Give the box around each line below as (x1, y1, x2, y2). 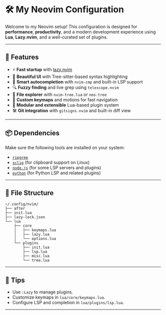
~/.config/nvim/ (5, 202, 39, 207)
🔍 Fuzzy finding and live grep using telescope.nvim (12, 84, 119, 90)
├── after (5, 206, 26, 211)
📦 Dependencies (5, 129, 60, 137)
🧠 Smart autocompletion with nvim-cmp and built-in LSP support (12, 79, 143, 84)
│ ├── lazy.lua (14, 232, 50, 237)
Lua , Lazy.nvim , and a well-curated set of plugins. (5, 34, 108, 40)
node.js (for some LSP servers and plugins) (12, 164, 101, 170)
